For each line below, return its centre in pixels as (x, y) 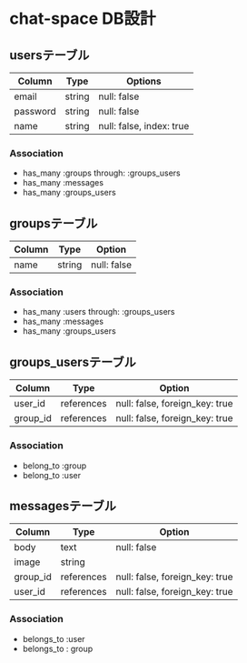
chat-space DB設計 (83, 19)
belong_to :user (52, 475)
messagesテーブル (63, 506)
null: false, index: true (144, 126)
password (35, 111)
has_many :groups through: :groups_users (101, 173)
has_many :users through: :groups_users (99, 312)
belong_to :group (54, 466)
